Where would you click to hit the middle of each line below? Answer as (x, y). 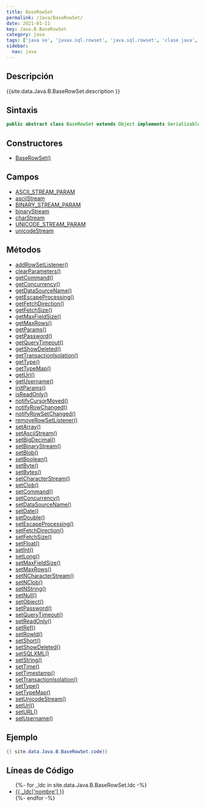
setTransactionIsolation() (46, 679)
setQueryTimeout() (39, 614)
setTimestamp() (35, 673)
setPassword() (33, 608)
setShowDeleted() (38, 647)
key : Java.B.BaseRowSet (37, 29)
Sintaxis (22, 110)
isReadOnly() (31, 394)
